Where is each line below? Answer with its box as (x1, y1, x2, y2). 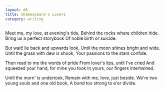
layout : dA (5, 7, 28, 12)
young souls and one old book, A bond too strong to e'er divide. (5, 80, 136, 86)
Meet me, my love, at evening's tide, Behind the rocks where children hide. (5, 30, 159, 36)
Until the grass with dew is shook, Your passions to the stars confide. (5, 50, 148, 56)
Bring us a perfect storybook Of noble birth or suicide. (5, 35, 117, 41)
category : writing (5, 16, 43, 21)
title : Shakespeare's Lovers (5, 12, 66, 17)
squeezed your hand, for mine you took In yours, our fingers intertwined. (5, 65, 155, 71)
